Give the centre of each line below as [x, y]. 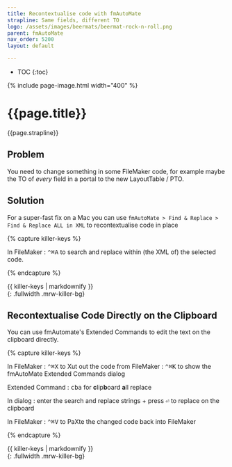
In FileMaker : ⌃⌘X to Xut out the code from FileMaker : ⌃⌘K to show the [109, 367]
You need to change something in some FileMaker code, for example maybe [116, 171]
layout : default [31, 46]
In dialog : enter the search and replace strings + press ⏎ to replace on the [114, 401]
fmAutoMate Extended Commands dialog [66, 374]
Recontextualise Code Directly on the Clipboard [112, 315]
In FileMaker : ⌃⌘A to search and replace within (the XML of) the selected [112, 252]
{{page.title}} [47, 114]
